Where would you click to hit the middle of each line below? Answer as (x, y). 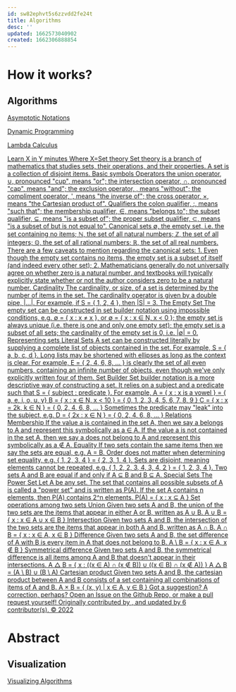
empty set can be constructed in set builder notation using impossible (108, 310)
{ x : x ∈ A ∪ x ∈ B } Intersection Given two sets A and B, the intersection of (117, 520)
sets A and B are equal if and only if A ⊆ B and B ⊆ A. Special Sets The (110, 475)
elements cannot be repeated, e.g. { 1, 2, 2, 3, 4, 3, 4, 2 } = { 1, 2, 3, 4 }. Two (117, 468)
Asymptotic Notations (39, 118)
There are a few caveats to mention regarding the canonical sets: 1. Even (113, 250)
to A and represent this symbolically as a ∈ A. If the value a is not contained (117, 430)
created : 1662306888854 (42, 40)
